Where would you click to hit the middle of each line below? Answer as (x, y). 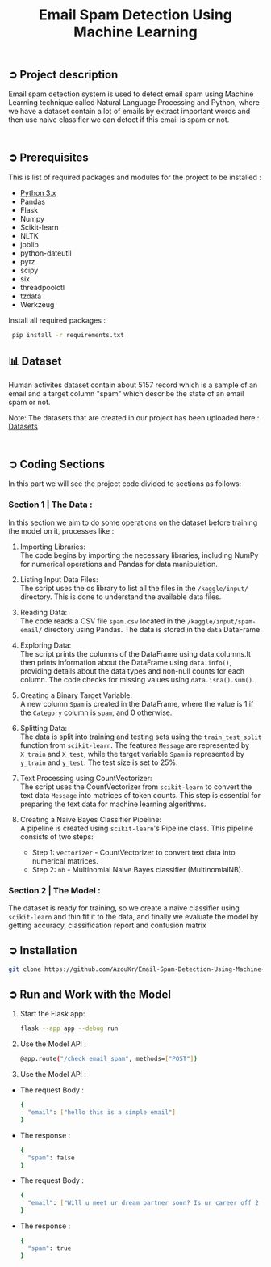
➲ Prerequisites (48, 158)
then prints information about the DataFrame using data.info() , (126, 662)
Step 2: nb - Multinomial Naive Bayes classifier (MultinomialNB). (138, 869)
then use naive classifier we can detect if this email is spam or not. (119, 120)
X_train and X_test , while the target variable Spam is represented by (132, 754)
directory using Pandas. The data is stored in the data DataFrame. (153, 629)
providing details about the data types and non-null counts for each (132, 671)
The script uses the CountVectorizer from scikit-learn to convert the (136, 787)
